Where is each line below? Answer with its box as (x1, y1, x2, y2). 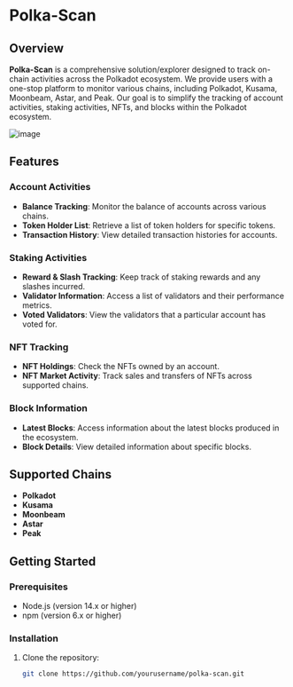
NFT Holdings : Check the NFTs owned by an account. (21, 361, 220, 372)
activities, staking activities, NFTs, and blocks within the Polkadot (9, 102, 248, 112)
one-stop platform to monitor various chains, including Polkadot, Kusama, (9, 83, 278, 93)
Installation (9, 632, 59, 644)
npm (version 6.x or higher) (21, 610, 122, 621)
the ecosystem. (21, 431, 79, 442)
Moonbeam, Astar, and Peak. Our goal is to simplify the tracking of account (9, 92, 283, 103)
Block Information (9, 402, 89, 415)
